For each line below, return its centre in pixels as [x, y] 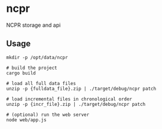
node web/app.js [26, 120]
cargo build [21, 73]
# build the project [32, 68]
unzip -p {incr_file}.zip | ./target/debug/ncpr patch [76, 104]
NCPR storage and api [33, 25]
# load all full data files [41, 83]
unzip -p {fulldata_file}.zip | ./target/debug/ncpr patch [81, 89]
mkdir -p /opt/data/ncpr [37, 57]
